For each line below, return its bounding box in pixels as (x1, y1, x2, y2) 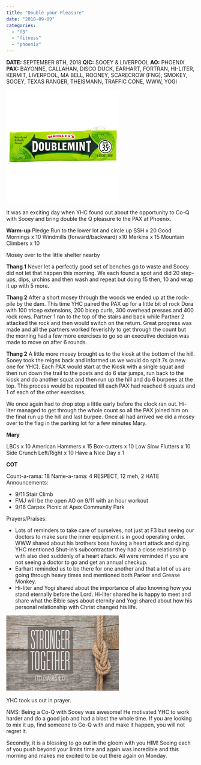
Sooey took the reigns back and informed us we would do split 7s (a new (6, 357, 186, 364)
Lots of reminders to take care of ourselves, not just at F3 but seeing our (14, 527, 194, 534)
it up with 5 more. (6, 282, 50, 289)
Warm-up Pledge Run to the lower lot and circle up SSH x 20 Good (6, 227, 172, 234)
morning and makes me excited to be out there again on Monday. (6, 752, 167, 759)
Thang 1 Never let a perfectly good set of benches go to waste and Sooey (6, 263, 189, 270)
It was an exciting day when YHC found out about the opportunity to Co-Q (6, 209, 190, 216)
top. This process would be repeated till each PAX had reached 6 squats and (6, 382, 196, 389)
